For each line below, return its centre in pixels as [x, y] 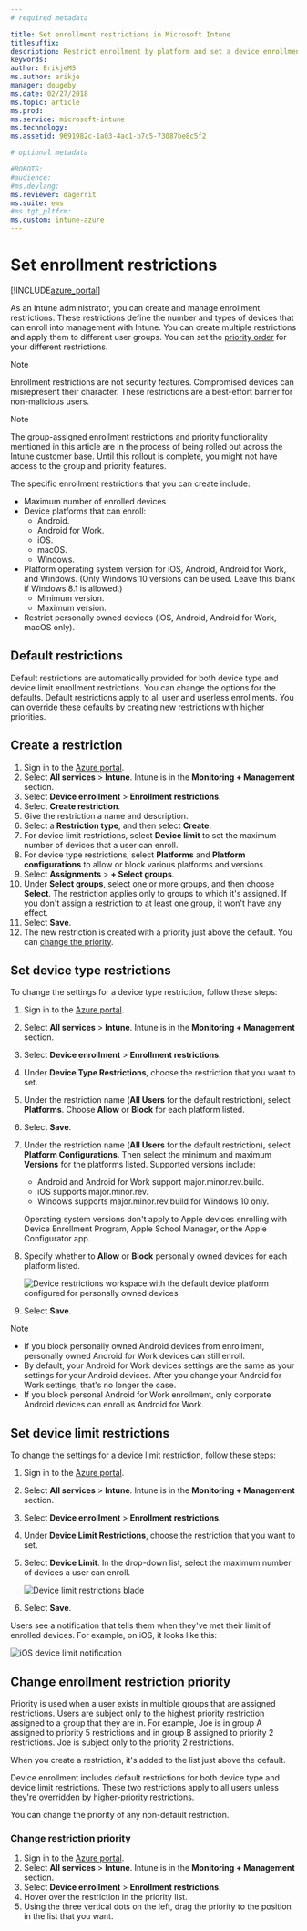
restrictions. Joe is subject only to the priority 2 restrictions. [123, 1742]
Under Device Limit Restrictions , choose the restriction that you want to [159, 1536]
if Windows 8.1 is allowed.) [73, 588]
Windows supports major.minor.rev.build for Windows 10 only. [153, 1201]
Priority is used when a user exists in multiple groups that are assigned [143, 1703]
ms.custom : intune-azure [57, 220]
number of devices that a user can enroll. [101, 845]
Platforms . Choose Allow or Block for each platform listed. [134, 1110]
